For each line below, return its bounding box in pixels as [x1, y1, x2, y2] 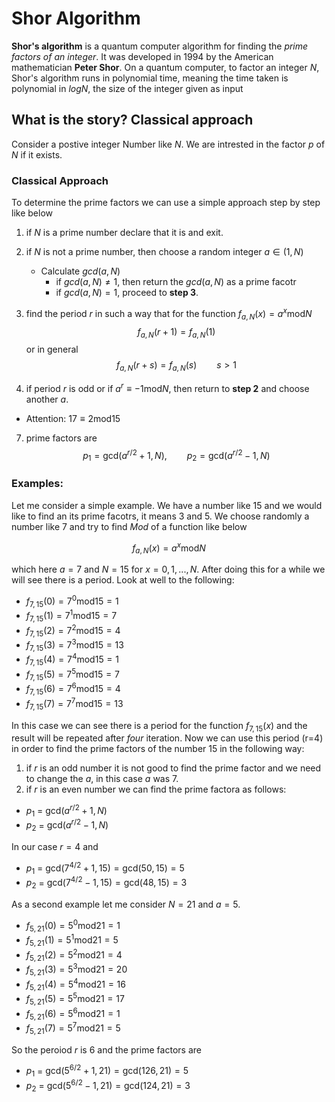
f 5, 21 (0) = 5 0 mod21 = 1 [25, 918, 121, 934]
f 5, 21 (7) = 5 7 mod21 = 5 [25, 1020, 121, 1036]
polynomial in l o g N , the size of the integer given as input [11, 82, 244, 94]
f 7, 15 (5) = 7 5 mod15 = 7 [25, 667, 120, 682]
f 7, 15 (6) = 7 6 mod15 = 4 [25, 681, 121, 697]
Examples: [11, 477, 64, 491]
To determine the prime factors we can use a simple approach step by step [11, 197, 321, 209]
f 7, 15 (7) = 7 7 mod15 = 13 [25, 696, 124, 712]
